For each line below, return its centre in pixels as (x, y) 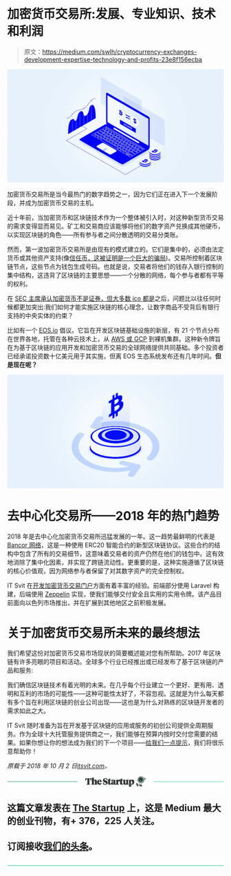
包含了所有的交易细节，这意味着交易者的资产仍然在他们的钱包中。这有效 (121, 553)
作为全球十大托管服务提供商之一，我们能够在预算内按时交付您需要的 (115, 734)
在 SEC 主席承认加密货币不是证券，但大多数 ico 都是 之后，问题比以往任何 (111, 299)
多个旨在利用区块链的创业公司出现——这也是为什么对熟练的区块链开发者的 (118, 702)
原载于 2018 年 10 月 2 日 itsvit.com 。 (59, 766)
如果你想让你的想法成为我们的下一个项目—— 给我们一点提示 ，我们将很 (118, 743)
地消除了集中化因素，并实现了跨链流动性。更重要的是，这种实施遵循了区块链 (115, 562)
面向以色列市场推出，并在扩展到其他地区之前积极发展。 (91, 603)
